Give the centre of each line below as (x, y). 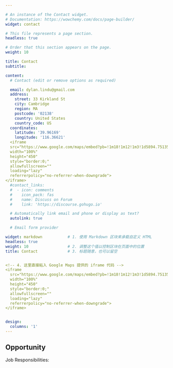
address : (19, 95)
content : (15, 76)
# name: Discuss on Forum (41, 199)
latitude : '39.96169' (38, 133)
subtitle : (16, 66)
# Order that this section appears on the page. (58, 48)
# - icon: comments (32, 190)
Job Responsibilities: (27, 360)
